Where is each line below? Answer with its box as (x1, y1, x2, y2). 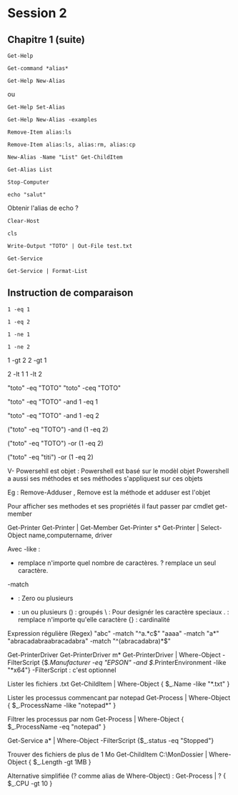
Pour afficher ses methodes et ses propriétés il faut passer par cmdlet (7, 501, 214, 510)
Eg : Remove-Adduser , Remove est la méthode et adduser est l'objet (7, 488, 211, 496)
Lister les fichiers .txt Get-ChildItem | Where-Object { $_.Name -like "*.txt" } (7, 679, 230, 688)
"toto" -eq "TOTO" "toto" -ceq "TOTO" (7, 384, 122, 392)
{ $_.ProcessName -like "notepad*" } (7, 701, 116, 709)
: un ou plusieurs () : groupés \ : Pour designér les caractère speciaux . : (17, 607, 229, 616)
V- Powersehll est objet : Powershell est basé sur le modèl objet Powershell (7, 466, 229, 475)
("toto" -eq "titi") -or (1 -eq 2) (7, 452, 94, 461)
